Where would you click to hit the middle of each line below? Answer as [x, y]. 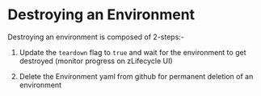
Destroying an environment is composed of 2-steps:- [96, 37]
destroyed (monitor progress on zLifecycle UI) [96, 61]
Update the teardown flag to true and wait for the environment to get [133, 52]
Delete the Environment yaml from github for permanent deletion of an [136, 76]
